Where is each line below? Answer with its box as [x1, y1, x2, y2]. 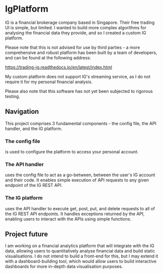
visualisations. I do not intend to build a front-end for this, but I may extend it [5, 253, 158, 259]
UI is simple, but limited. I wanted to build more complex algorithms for [5, 24, 147, 30]
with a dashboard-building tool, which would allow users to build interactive [5, 258, 157, 264]
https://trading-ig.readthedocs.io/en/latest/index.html [5, 64, 112, 70]
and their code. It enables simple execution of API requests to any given [5, 177, 149, 183]
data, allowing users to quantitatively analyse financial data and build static [5, 248, 155, 254]
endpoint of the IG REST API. [5, 183, 63, 188]
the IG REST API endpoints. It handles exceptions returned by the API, [5, 211, 145, 217]
